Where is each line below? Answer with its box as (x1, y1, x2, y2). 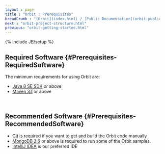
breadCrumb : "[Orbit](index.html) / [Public (5, 16, 100, 21)
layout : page (5, 7, 34, 12)
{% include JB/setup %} (5, 39, 54, 45)
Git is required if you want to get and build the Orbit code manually (12, 133, 147, 139)
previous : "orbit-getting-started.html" (5, 26, 89, 30)
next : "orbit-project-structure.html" (5, 21, 87, 26)
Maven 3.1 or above (12, 88, 52, 94)
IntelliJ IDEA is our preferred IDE (12, 143, 78, 149)
